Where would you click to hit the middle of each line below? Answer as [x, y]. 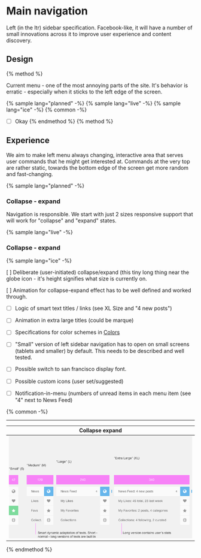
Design [20, 59]
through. [17, 297]
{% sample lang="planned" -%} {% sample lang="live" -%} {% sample [94, 103]
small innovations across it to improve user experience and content [89, 34]
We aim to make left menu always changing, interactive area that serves [95, 155]
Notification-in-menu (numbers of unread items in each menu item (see [103, 393]
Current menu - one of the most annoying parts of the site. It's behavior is [97, 85]
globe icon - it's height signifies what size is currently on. [77, 279]
